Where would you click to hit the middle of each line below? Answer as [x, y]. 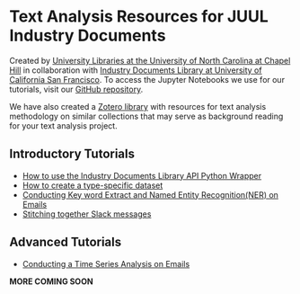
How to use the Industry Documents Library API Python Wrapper [142, 175]
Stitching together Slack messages [87, 214]
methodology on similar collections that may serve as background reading [146, 116]
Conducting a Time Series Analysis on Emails [106, 263]
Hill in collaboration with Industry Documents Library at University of [136, 70]
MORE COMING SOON [51, 281]
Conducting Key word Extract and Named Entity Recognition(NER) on [150, 194]
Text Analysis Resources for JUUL [139, 17]
